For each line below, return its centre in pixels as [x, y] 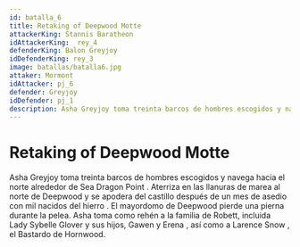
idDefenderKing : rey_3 [51, 59]
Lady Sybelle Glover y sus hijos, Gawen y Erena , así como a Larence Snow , [150, 225]
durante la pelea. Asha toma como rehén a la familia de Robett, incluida [140, 216]
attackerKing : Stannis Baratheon [71, 34]
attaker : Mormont [42, 76]
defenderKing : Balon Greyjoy [63, 51]
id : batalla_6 [36, 17]
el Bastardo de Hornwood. [58, 235]
